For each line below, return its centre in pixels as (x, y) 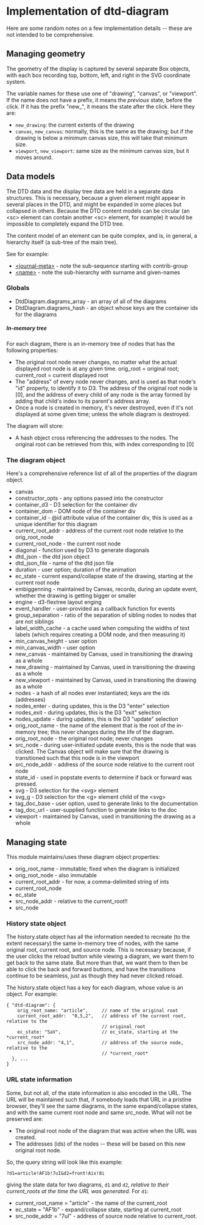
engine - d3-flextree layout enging (58, 602)
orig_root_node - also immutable (56, 875)
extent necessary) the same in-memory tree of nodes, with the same (93, 943)
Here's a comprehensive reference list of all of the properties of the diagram (102, 473)
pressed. (26, 784)
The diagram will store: (35, 425)
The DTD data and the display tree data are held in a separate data (90, 191)
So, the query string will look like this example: (65, 1162)
